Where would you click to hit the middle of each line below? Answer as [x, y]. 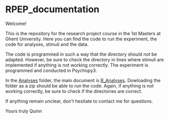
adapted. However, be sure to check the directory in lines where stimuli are [85, 59]
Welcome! [16, 23]
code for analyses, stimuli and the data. [47, 44]
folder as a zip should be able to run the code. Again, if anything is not [80, 86]
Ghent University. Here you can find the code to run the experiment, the [81, 39]
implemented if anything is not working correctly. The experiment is [77, 65]
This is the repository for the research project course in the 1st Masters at [83, 33]
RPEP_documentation [52, 9]
